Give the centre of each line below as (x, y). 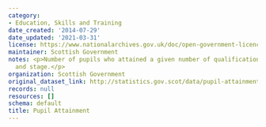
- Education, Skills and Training (65, 23)
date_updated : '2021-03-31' (55, 37)
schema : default (35, 103)
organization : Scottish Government (67, 74)
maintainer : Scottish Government (63, 52)
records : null (32, 89)
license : (23, 45)
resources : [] (32, 96)
